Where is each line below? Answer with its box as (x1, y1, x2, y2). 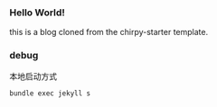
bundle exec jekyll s (9, 88, 91, 98)
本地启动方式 (9, 70, 57, 82)
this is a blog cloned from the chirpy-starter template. (9, 27, 209, 38)
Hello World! (9, 6, 66, 19)
